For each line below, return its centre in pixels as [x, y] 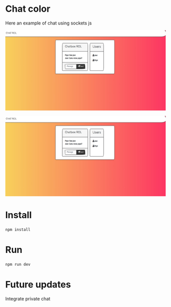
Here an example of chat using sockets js [49, 23]
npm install [18, 229]
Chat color [28, 9]
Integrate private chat [28, 298]
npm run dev [18, 264]
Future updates [38, 285]
